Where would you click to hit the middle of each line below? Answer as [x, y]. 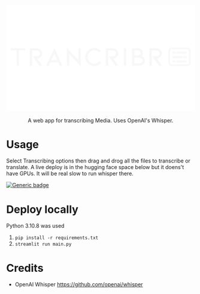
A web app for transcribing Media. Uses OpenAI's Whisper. [101, 120]
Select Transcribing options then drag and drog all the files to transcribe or [98, 161]
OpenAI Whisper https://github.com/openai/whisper [79, 284]
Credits [25, 268]
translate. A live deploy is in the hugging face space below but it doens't [95, 167]
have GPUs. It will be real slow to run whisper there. [70, 174]
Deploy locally [43, 209]
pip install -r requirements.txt [57, 238]
